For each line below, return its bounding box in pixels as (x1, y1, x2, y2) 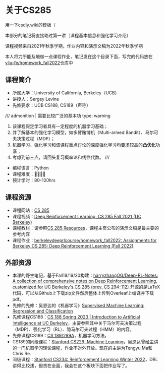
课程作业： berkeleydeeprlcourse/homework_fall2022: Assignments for (12, 237, 157, 243)
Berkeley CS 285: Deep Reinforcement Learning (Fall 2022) (12, 243, 134, 249)
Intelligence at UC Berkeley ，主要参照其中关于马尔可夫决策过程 (12, 320, 142, 326)
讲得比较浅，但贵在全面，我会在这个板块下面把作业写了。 (12, 363, 130, 369)
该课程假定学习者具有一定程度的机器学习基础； (12, 123, 108, 129)
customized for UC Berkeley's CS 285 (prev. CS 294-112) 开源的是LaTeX (12, 284, 160, 290)
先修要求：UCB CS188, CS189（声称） (12, 102, 91, 108)
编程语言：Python (12, 165, 49, 171)
